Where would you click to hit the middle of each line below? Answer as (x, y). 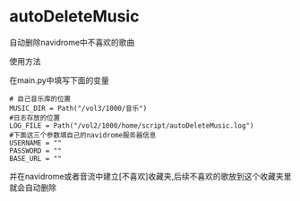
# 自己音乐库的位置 (40, 99)
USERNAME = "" (36, 143)
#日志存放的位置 (35, 118)
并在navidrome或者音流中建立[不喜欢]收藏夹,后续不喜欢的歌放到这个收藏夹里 (150, 176)
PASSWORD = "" (36, 151)
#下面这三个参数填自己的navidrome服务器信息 (83, 135)
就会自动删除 (33, 187)
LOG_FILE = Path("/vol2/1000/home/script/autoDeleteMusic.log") (132, 126)
